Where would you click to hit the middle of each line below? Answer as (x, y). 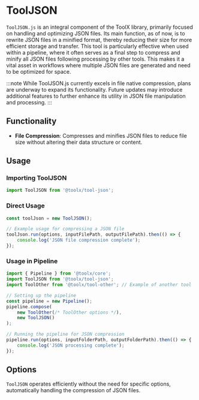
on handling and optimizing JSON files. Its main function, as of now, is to (96, 33)
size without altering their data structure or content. (79, 142)
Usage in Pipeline (32, 261)
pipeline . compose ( (29, 306)
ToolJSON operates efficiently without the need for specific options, (88, 384)
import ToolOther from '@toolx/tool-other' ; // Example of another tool (99, 285)
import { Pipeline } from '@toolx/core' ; (59, 273)
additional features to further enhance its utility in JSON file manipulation (96, 96)
